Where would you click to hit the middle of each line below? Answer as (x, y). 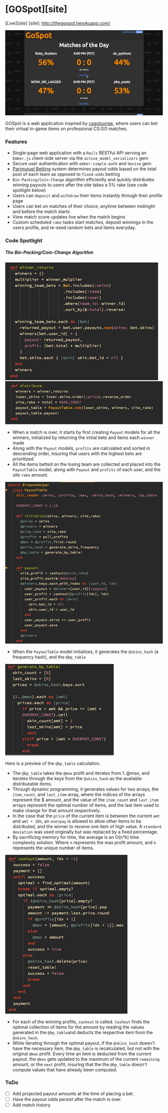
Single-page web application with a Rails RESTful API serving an (79, 153)
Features (16, 142)
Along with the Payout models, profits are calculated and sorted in (81, 449)
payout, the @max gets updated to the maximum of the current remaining (86, 1059)
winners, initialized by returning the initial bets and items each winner (83, 437)
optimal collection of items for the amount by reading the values (78, 1027)
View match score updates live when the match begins (69, 216)
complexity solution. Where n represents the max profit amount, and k (84, 842)
